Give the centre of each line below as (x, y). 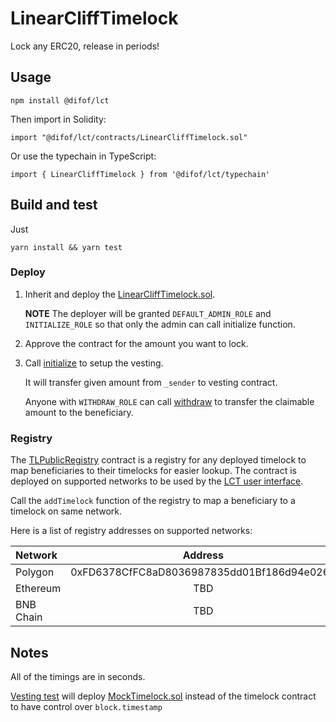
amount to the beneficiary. (79, 412)
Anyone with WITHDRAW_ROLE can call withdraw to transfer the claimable (169, 401)
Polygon (35, 572)
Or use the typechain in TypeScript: (83, 156)
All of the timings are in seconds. (78, 676)
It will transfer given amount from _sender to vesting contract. (151, 382)
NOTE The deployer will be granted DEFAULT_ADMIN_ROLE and (148, 313)
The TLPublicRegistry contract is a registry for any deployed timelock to (158, 460)
